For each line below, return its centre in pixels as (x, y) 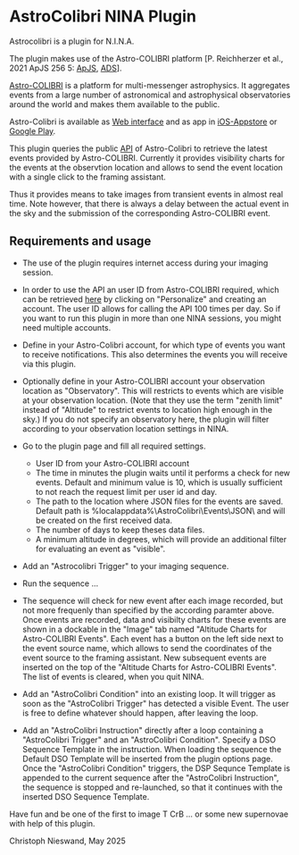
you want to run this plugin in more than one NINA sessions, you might (152, 318)
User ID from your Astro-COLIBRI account (112, 463)
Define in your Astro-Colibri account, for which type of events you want (154, 345)
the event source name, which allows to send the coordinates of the (147, 648)
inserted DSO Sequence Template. (86, 796)
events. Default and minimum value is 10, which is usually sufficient (159, 482)
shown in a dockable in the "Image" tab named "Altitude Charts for (145, 629)
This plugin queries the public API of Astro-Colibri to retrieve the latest (138, 148)
